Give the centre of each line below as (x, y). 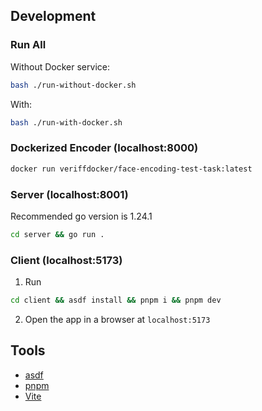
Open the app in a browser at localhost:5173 (117, 319)
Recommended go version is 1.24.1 (81, 216)
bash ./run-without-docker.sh (73, 85)
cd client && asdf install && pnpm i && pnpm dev (116, 300)
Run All (28, 45)
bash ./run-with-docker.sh (66, 122)
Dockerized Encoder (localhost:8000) (104, 148)
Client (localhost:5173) (66, 260)
